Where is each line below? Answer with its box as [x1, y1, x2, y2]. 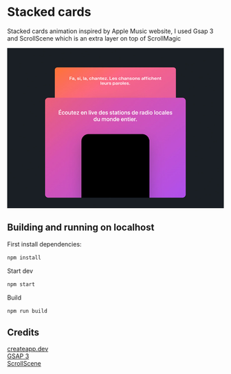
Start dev [7, 267, 33, 275]
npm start [7, 280, 36, 288]
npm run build [7, 307, 48, 314]
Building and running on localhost [7, 222, 155, 233]
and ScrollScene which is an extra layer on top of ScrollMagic [7, 34, 181, 42]
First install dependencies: [7, 240, 82, 248]
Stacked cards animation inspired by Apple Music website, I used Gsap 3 [7, 27, 214, 35]
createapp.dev [7, 345, 49, 353]
